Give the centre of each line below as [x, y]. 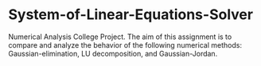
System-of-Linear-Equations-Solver [130, 15]
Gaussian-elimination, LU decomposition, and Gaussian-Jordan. [113, 53]
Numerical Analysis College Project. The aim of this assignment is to [120, 37]
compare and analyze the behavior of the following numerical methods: [125, 45]
